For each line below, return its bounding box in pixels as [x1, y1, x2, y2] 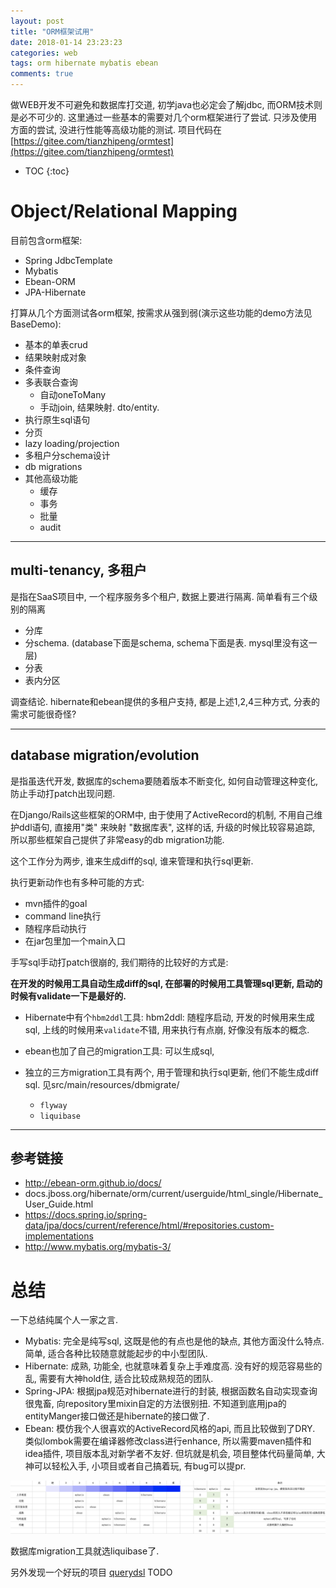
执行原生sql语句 [24, 413, 91, 425]
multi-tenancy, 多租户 [10, 562, 147, 579]
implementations [24, 1230, 94, 1242]
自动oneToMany [39, 388, 107, 400]
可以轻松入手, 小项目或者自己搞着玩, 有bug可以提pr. [33, 1460, 247, 1472]
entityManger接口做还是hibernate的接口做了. [24, 1410, 210, 1422]
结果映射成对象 [24, 351, 87, 363]
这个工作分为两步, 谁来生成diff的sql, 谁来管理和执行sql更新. [10, 855, 254, 867]
